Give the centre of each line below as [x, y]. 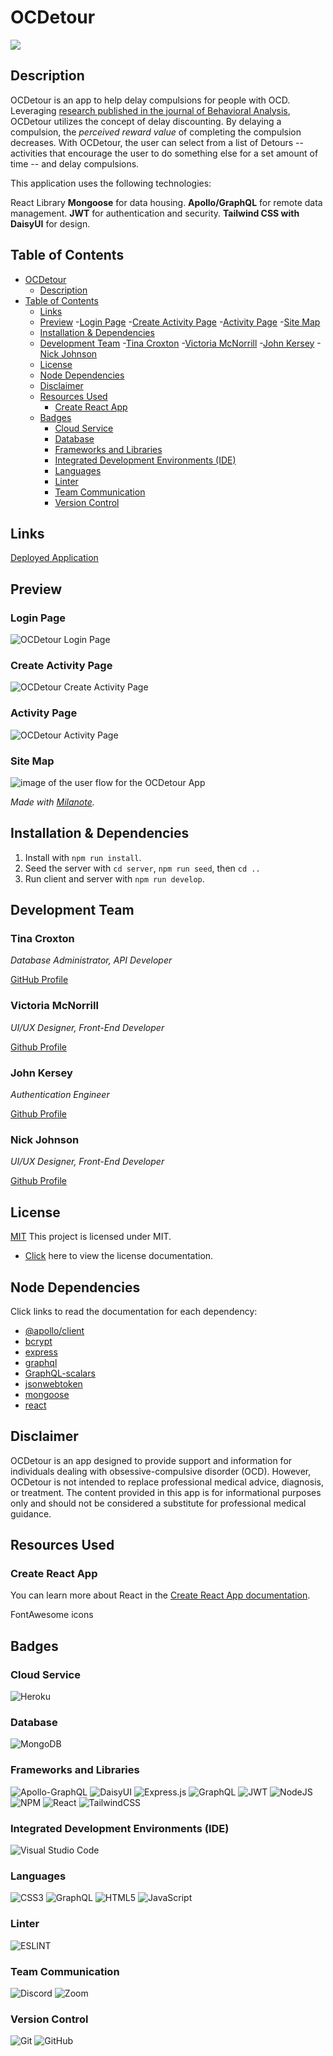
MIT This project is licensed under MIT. [91, 1237]
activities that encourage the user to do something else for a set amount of [164, 153]
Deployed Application [54, 558]
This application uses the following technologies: [111, 183]
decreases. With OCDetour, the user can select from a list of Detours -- [157, 142]
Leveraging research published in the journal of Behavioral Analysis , [150, 110]
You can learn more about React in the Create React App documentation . [160, 1595]
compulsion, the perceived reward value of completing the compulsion [156, 132]
